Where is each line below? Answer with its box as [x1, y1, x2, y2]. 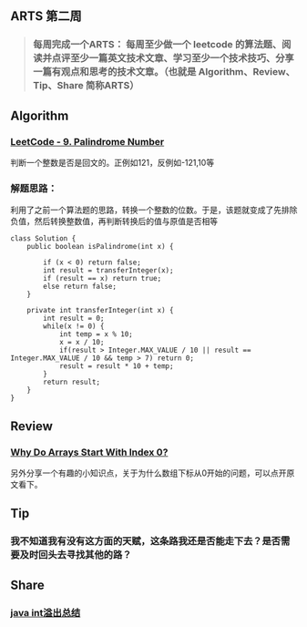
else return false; [43, 282, 118, 292]
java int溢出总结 [10, 606, 81, 619]
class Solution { [10, 234, 77, 243]
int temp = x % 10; [58, 330, 133, 339]
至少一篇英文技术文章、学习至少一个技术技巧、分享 [70, 52, 294, 65]
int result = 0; [43, 313, 105, 324]
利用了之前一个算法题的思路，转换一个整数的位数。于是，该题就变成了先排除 [10, 204, 298, 216]
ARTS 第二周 [10, 8, 83, 25]
